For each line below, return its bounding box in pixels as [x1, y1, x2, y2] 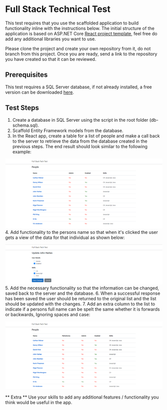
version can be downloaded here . [5, 89, 74, 95]
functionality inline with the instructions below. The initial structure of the [5, 25, 155, 31]
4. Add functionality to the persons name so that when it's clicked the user [5, 229, 159, 235]
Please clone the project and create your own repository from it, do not [5, 45, 151, 51]
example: [12, 149, 31, 155]
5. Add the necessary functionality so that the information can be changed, [5, 285, 160, 291]
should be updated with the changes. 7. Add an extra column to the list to [5, 301, 156, 307]
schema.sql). [12, 122, 39, 128]
